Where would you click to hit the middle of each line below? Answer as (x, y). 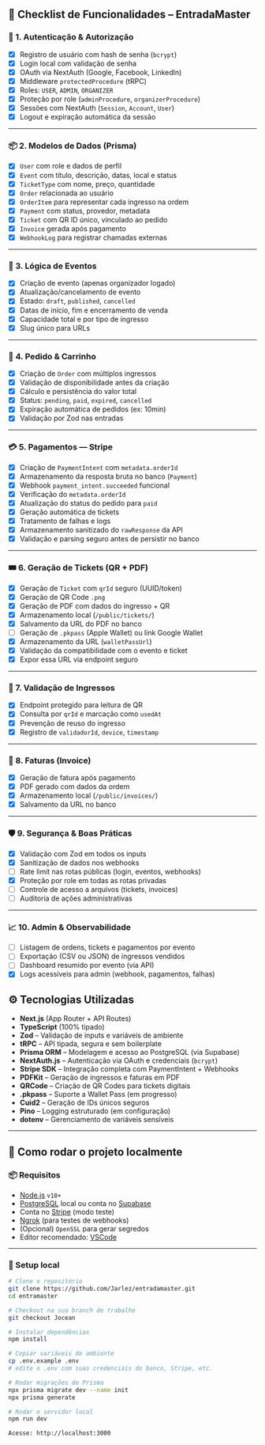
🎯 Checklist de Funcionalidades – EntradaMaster (129, 15)
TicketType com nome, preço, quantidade (87, 184)
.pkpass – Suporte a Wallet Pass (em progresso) (98, 1094)
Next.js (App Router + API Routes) (75, 1018)
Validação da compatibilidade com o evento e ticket (103, 650)
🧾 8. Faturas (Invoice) (50, 760)
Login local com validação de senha (78, 63)
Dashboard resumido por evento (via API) (87, 965)
